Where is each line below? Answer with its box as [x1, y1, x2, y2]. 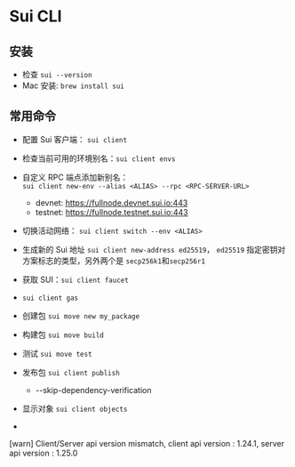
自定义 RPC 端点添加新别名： [21, 172, 129, 182]
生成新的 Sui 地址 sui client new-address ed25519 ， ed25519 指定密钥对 [21, 244, 286, 254]
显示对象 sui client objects [21, 403, 128, 414]
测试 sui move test [21, 348, 92, 358]
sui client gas [21, 294, 79, 302]
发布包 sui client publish [21, 366, 120, 377]
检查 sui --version [21, 69, 92, 79]
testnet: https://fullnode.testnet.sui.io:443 [35, 206, 188, 217]
